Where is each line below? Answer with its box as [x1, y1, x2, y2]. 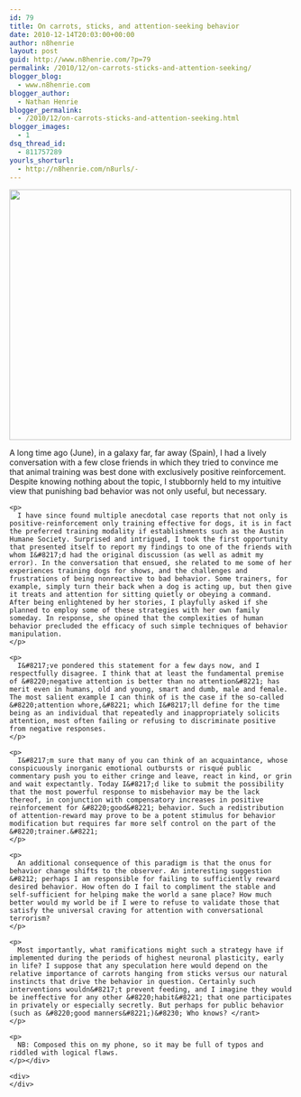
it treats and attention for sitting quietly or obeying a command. [9, 590, 272, 600]
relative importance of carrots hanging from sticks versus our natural [9, 970, 288, 979]
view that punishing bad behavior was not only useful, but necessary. [9, 486, 268, 497]
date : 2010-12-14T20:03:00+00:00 [9, 30, 135, 39]
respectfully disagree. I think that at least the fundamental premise [9, 669, 284, 678]
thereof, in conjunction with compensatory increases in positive [9, 795, 264, 804]
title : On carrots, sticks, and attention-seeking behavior [9, 22, 241, 31]
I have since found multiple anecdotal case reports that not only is [17, 511, 288, 520]
